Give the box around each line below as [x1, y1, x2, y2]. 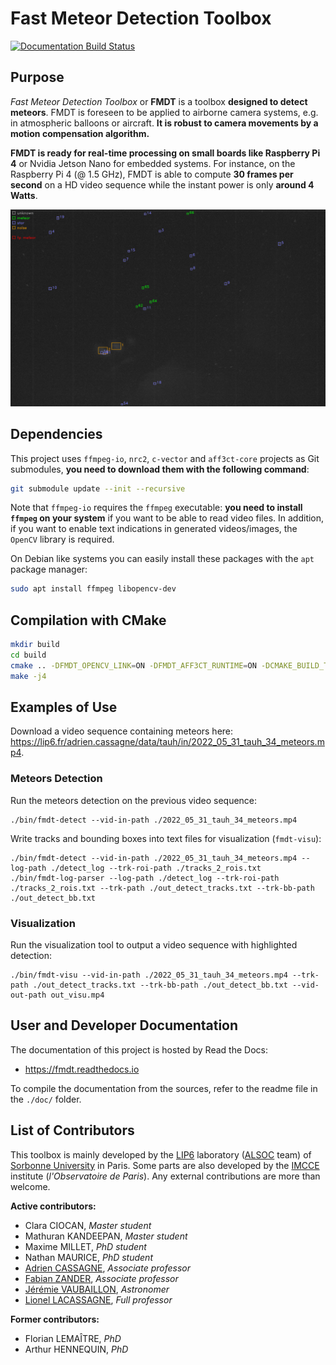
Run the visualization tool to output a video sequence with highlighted [10, 939, 298, 951]
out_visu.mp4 [50, 990, 105, 1001]
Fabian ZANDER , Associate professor [24, 1272, 179, 1284]
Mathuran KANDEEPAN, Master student [24, 1230, 188, 1242]
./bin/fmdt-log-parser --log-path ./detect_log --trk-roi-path [10, 873, 280, 883]
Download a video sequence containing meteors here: [10, 725, 234, 737]
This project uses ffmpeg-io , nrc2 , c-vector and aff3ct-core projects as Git [10, 452, 320, 464]
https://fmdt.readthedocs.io [24, 1063, 140, 1075]
